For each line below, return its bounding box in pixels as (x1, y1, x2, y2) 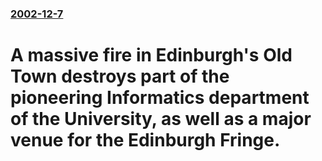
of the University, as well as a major (10, 108, 312, 131)
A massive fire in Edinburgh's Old (10, 44, 293, 67)
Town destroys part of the (10, 65, 230, 88)
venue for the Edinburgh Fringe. (10, 129, 281, 152)
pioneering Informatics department (10, 87, 310, 109)
